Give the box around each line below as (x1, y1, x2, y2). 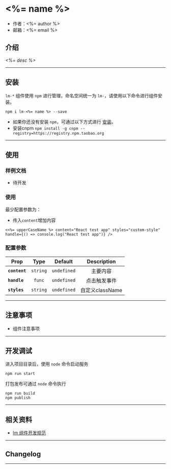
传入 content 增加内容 (12, 217, 56, 223)
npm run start (5, 371, 36, 376)
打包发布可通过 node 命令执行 (5, 381, 66, 387)
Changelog (5, 450, 41, 458)
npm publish (5, 396, 31, 401)
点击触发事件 (85, 277, 117, 284)
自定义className (80, 286, 123, 294)
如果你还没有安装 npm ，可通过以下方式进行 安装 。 (12, 118, 116, 125)
